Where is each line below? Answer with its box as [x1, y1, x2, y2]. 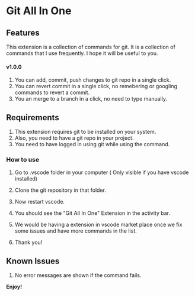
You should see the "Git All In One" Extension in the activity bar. [14, 210, 171, 217]
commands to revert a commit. [14, 89, 90, 96]
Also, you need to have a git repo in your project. [14, 134, 134, 141]
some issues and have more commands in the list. [14, 227, 138, 234]
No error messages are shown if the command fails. [14, 272, 142, 279]
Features [6, 28, 40, 38]
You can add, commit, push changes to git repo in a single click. [14, 76, 171, 83]
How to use [6, 155, 40, 163]
